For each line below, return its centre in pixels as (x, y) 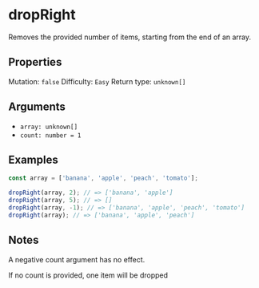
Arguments (37, 107)
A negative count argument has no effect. (77, 259)
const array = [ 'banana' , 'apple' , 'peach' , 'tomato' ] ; (103, 178)
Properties (35, 62)
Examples (33, 159)
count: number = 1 (50, 135)
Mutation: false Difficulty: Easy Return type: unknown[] (97, 81)
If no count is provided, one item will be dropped (88, 275)
